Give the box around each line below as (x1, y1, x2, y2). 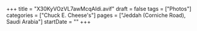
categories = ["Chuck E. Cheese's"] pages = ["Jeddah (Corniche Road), (6, 12, 186, 19)
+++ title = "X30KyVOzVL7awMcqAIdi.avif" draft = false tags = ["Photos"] (6, 5, 192, 12)
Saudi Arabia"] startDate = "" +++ (6, 18, 91, 25)
